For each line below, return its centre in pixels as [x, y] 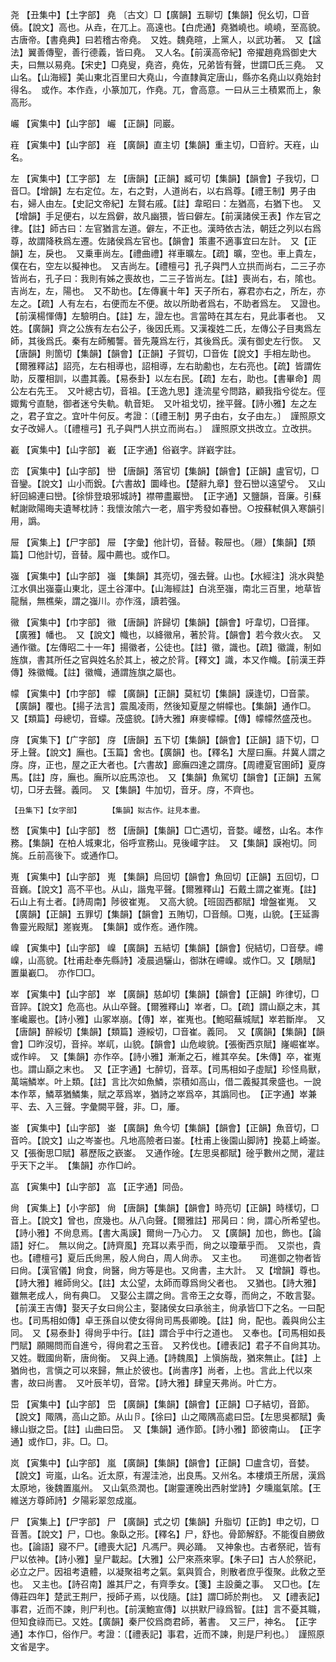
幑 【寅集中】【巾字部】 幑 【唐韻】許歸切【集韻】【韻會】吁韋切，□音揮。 [162, 622]
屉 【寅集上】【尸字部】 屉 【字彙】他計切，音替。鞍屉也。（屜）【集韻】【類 [163, 542]
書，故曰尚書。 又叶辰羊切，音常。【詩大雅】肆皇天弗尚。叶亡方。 [146, 1382]
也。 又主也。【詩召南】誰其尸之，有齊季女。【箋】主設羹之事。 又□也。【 [161, 1584]
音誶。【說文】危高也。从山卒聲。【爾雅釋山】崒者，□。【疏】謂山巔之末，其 [165, 1006]
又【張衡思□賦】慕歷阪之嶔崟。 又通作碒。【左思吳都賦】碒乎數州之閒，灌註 [167, 1152]
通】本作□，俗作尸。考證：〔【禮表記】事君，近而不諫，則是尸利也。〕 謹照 [163, 1634]
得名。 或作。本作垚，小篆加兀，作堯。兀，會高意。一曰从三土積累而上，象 [166, 89]
